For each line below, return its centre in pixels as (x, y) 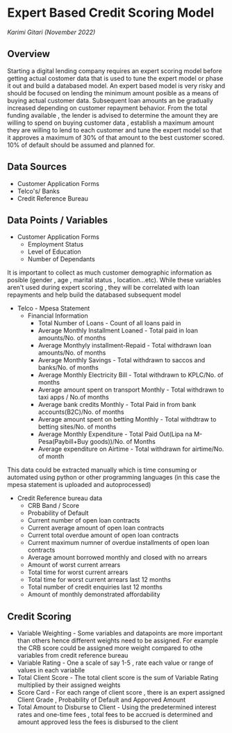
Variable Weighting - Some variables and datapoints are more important (120, 633)
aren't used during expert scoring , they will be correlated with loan (103, 288)
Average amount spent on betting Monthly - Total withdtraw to (127, 419)
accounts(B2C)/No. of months (81, 412)
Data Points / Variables (58, 220)
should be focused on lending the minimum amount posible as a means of (113, 93)
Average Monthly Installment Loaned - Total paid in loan (118, 331)
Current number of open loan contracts (84, 520)
